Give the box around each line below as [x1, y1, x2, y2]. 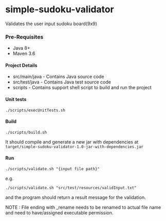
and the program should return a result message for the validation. [5, 194, 146, 200]
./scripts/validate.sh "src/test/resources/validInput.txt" [5, 186, 137, 191]
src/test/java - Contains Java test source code [12, 79, 112, 85]
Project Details [5, 62, 38, 68]
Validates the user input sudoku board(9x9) [5, 21, 98, 27]
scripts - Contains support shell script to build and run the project [12, 85, 152, 91]
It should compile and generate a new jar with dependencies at [5, 138, 139, 145]
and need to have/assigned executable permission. [5, 210, 114, 216]
